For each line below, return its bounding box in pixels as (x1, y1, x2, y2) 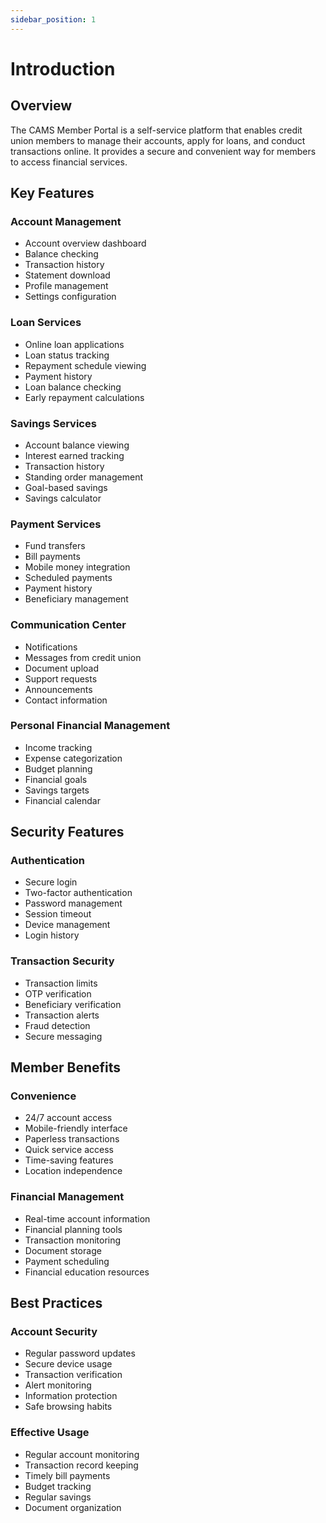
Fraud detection (24, 1019, 91, 1031)
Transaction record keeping (24, 1459, 139, 1471)
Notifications (24, 641, 78, 653)
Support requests (24, 672, 98, 685)
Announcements (24, 683, 93, 695)
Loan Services (10, 316, 82, 330)
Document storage (24, 1244, 102, 1256)
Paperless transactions (24, 1133, 120, 1145)
